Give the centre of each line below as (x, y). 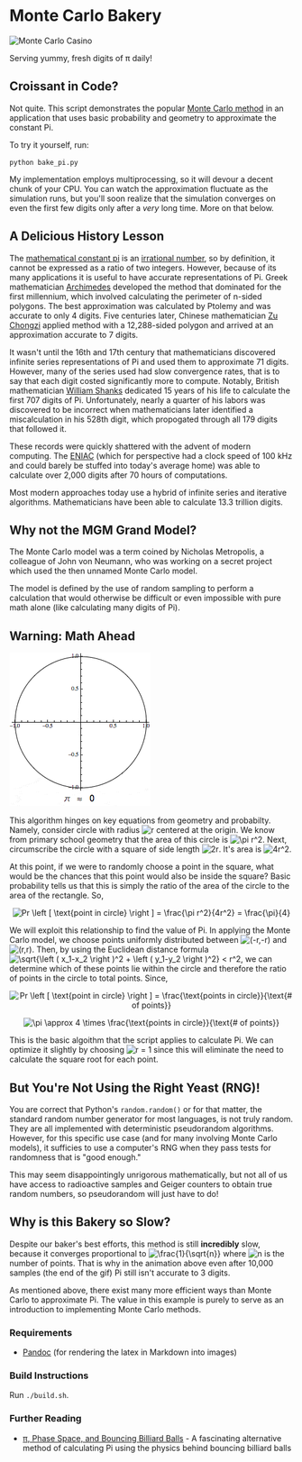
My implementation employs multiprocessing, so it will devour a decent (141, 179)
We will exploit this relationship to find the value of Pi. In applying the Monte (150, 930)
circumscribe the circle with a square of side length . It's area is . (151, 849)
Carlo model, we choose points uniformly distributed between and (148, 940)
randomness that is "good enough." (75, 1157)
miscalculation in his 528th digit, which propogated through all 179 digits (143, 419)
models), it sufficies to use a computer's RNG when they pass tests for (141, 1147)
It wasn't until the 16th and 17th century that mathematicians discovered (143, 352)
